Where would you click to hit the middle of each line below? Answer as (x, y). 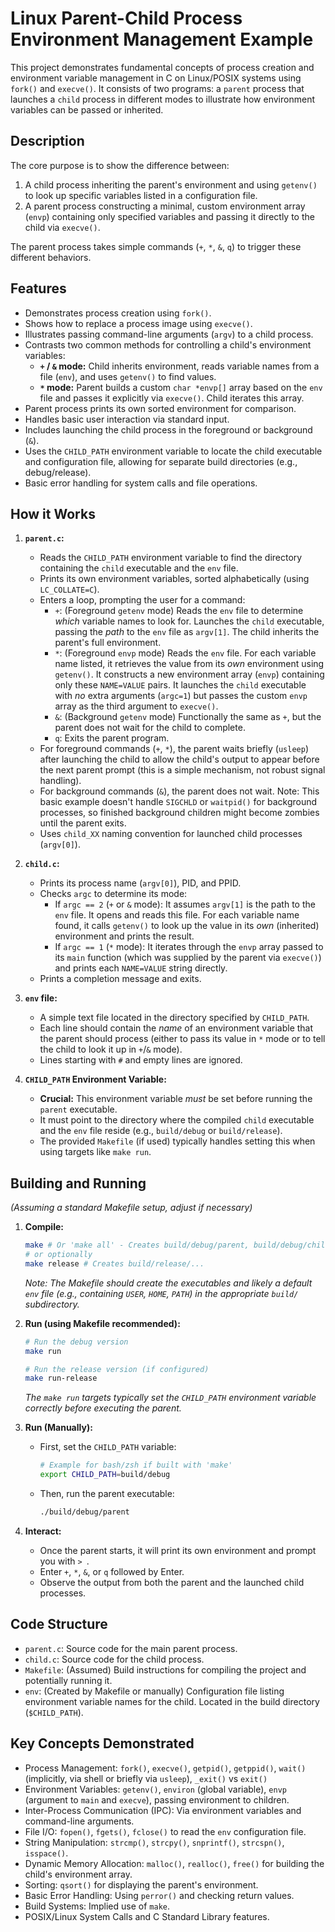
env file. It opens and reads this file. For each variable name (177, 915)
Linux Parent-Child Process (126, 18)
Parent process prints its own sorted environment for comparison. (160, 408)
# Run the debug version (76, 1342)
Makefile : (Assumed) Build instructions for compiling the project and (165, 1669)
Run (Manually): (58, 1428)
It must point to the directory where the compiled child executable (177, 1120)
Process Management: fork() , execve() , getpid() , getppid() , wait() (165, 1768)
